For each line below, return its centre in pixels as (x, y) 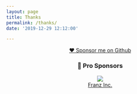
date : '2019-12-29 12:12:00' (42, 28)
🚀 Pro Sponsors (100, 66)
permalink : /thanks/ (32, 23)
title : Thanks (24, 17)
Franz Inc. (100, 84)
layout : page (22, 12)
